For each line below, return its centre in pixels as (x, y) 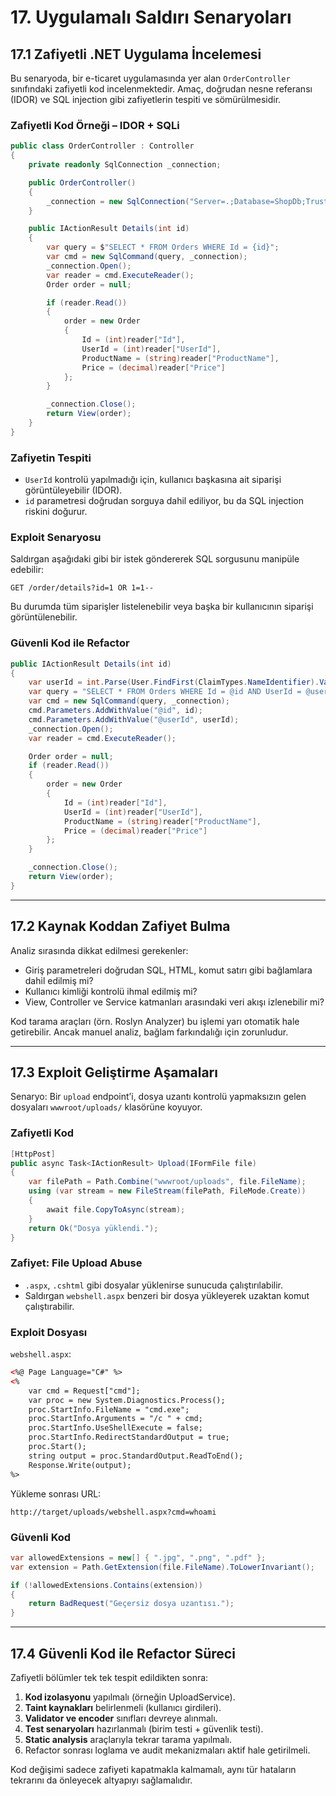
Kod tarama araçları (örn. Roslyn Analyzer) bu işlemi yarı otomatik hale (155, 1021)
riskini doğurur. (56, 512)
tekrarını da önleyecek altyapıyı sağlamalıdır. (101, 1780)
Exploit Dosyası (49, 1332)
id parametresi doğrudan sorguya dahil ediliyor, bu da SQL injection (164, 501)
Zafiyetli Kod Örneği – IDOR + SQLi (95, 125)
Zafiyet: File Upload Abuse (76, 1263)
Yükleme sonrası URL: (56, 1493)
